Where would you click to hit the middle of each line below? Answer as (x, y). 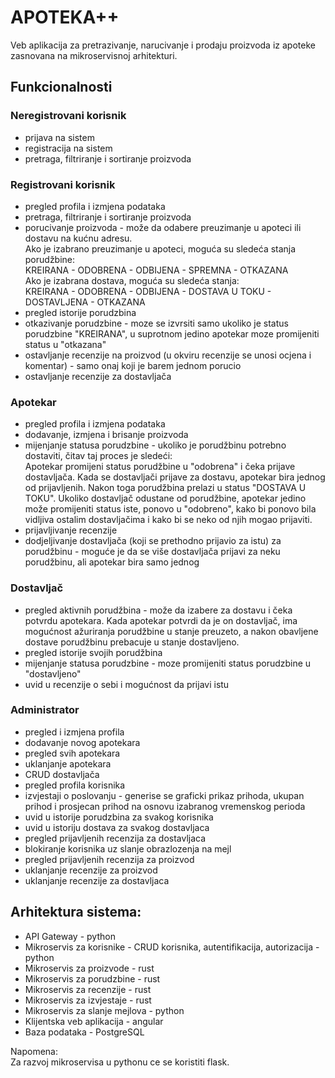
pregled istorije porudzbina (80, 312)
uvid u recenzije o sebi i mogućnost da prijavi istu (127, 684)
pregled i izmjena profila (74, 732)
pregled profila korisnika (75, 785)
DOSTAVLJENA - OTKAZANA (85, 302)
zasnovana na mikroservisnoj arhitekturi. (94, 55)
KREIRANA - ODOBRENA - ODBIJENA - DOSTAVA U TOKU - (148, 291)
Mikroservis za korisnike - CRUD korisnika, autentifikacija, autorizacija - (172, 947)
